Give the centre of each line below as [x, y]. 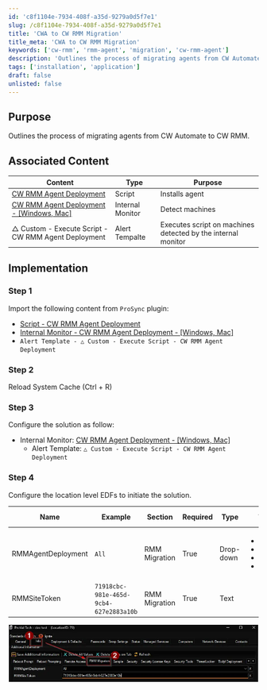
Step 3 [21, 407]
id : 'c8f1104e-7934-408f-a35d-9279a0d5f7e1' [83, 17]
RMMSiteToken [36, 599]
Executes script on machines [207, 224]
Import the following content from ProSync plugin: [89, 308]
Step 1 [20, 291]
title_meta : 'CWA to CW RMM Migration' [74, 42]
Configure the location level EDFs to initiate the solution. [100, 495]
